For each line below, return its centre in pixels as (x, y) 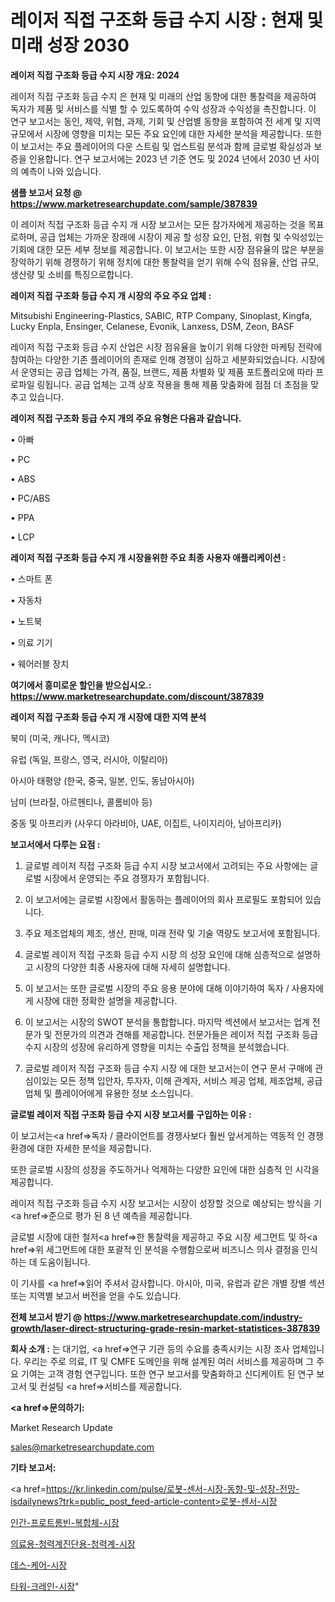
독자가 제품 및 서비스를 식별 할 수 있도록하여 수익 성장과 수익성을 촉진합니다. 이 (163, 108)
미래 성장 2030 (70, 45)
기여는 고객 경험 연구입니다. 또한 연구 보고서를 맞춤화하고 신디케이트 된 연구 (167, 1373)
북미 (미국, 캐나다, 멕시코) (60, 738)
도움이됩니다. (65, 1262)
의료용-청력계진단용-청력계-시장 (73, 1543)
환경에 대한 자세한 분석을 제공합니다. (81, 1148)
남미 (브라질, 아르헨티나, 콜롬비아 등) (81, 802)
